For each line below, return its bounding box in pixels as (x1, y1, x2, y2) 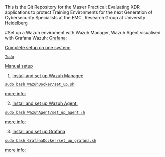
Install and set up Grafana (12, 129, 66, 134)
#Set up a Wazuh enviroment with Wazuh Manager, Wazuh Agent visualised (5, 30, 161, 35)
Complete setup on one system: (5, 45, 71, 50)
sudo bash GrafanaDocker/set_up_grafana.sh (5, 138, 97, 143)
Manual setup (5, 63, 33, 69)
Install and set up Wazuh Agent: (12, 100, 78, 106)
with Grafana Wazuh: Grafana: (5, 35, 67, 41)
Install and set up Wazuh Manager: (12, 73, 83, 78)
